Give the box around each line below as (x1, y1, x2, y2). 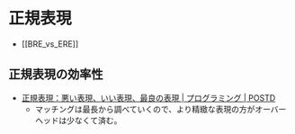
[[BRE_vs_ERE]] (21, 38, 79, 49)
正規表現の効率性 (8, 67, 103, 82)
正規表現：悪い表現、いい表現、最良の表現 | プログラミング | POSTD (21, 92, 276, 103)
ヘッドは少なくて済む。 (34, 114, 122, 126)
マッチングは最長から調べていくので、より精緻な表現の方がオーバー (34, 103, 287, 114)
